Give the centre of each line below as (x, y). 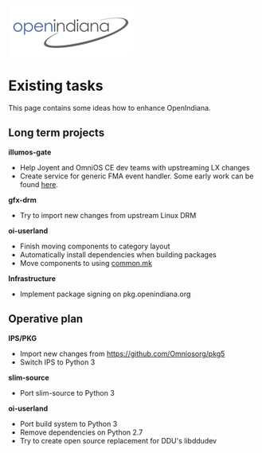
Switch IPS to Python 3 (57, 362)
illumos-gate (30, 152)
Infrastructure (32, 278)
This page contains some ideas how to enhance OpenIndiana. (109, 107)
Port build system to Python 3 (68, 424)
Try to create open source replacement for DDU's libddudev (118, 440)
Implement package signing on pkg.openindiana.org (105, 294)
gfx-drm (23, 200)
